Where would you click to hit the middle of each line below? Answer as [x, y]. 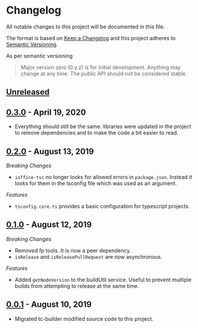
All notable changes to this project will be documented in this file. [86, 27]
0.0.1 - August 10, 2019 [49, 305]
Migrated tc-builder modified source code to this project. [84, 319]
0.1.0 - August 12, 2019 [49, 225]
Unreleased [28, 92]
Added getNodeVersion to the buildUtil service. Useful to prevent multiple [103, 280]
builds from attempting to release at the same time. [77, 286]
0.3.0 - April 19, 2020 [46, 112]
